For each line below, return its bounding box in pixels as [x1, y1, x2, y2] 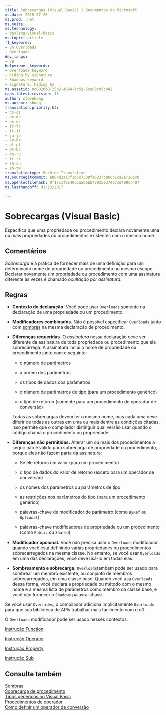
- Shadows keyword [5, 77, 43, 82]
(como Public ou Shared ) [19, 529, 71, 535]
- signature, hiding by [5, 82, 55, 87]
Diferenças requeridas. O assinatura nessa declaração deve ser [12, 334, 146, 340]
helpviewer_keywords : [5, 63, 50, 68]
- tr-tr [5, 156, 21, 161]
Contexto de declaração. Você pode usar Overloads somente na [12, 304, 146, 310]
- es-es [5, 119, 21, 124]
